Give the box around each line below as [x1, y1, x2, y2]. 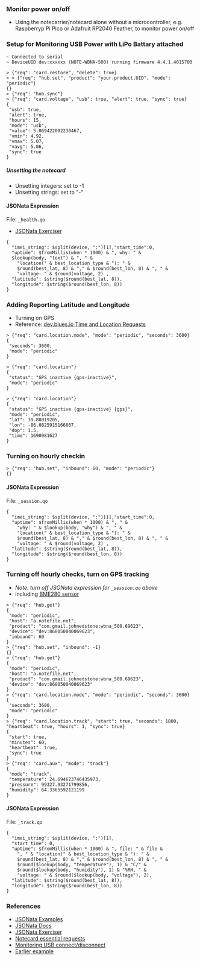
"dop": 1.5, [8, 427, 39, 433]
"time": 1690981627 [8, 433, 58, 439]
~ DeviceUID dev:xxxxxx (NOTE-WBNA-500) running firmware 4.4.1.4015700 [6, 59, 193, 65]
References [6, 902, 41, 910]
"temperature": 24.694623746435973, [8, 776, 101, 782]
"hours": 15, [8, 117, 42, 123]
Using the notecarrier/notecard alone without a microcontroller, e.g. [14, 19, 183, 26]
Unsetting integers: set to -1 [14, 182, 84, 189]
